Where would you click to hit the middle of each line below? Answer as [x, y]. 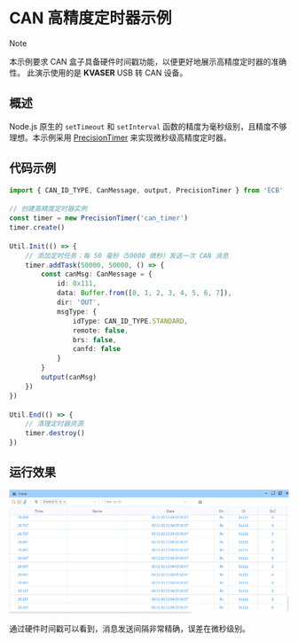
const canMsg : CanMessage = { [97, 274]
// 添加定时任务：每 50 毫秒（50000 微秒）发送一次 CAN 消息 [127, 255]
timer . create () [37, 228]
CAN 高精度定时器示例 [90, 18]
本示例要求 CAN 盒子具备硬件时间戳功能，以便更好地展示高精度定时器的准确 [148, 61]
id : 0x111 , [77, 284]
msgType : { [77, 311]
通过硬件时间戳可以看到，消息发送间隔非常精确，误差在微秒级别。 [129, 628]
